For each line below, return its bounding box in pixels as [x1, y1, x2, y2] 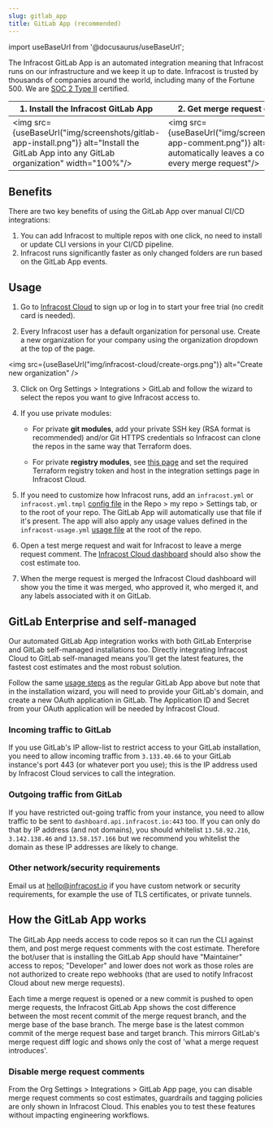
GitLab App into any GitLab [12, 147, 115, 159]
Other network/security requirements [8, 862, 161, 873]
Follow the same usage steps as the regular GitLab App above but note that [8, 677, 261, 688]
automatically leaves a [167, 147, 253, 159]
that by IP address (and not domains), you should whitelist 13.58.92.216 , [8, 824, 250, 834]
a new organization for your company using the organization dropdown [19, 335, 258, 345]
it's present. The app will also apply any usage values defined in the [19, 516, 248, 526]
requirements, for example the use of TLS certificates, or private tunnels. [8, 889, 253, 899]
